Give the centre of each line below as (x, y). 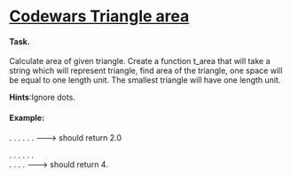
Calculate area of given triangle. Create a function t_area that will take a (140, 61)
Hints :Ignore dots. (42, 97)
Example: (27, 117)
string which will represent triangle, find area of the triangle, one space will (146, 71)
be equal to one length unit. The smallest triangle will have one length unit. (145, 80)
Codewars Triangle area (99, 16)
